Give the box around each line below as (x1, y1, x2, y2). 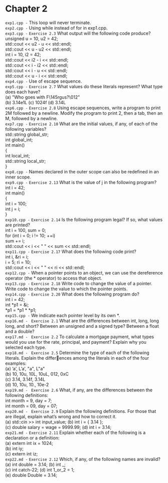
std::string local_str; (5, 158, 46, 164)
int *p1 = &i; (5, 302, 29, 308)
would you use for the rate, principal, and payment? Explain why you (5, 339, 147, 345)
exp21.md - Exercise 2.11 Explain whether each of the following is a (5, 429, 146, 435)
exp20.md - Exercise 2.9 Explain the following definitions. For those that (5, 408, 156, 414)
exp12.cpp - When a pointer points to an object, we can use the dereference (5, 270, 163, 276)
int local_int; (5, 152, 30, 158)
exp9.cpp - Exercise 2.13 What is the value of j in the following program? (5, 179, 157, 185)
